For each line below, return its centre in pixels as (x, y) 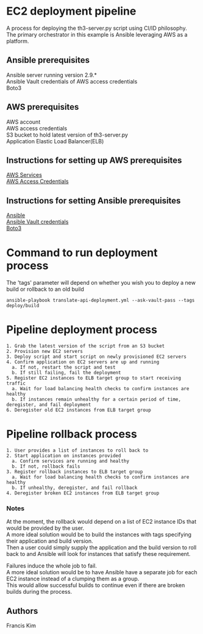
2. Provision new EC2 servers (45, 352)
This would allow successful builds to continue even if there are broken (96, 585)
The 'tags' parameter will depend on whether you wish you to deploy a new (101, 283)
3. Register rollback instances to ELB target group (75, 472)
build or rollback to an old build (45, 289)
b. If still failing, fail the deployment (66, 373)
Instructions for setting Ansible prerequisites (94, 200)
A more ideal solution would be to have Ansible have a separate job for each (102, 572)
